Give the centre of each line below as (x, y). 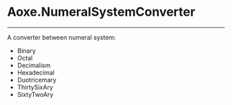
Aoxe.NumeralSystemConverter (101, 12)
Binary (26, 50)
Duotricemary (37, 80)
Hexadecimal (36, 72)
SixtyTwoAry (35, 94)
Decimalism (34, 65)
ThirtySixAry (35, 87)
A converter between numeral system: (61, 37)
